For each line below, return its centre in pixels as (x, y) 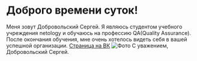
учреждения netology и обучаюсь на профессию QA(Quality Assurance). (98, 33)
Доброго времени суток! (72, 10)
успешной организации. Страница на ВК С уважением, (87, 46)
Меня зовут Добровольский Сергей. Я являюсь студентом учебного (94, 27)
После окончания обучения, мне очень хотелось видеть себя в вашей (97, 39)
